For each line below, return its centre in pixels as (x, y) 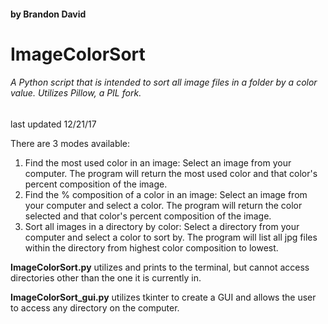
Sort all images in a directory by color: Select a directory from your (162, 226)
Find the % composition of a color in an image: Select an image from (166, 194)
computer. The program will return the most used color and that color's (171, 173)
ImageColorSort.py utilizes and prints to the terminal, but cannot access (160, 267)
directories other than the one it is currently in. (106, 277)
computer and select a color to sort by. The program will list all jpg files (171, 237)
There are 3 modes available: (70, 143)
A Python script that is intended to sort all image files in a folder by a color (164, 82)
